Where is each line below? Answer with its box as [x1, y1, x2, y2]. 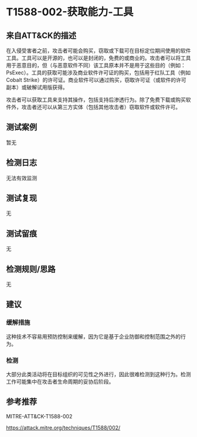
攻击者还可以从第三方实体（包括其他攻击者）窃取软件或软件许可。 [21, 104, 181, 110]
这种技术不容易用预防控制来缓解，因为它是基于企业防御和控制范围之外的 [6, 333, 181, 340]
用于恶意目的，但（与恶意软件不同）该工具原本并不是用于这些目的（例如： [6, 62, 186, 69]
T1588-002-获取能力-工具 [6, 5, 134, 19]
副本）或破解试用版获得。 [6, 84, 68, 91]
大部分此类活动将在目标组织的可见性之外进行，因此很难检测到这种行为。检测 [6, 371, 191, 378]
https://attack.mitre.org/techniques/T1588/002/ [6, 424, 121, 431]
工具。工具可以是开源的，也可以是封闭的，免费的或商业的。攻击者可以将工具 [6, 54, 191, 62]
